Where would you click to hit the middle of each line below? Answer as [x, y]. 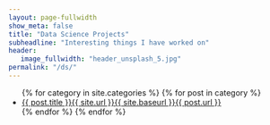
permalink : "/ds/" [43, 68]
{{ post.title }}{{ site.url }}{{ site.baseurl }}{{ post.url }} [121, 102]
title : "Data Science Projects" [69, 34]
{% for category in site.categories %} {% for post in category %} [141, 92]
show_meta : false [41, 26]
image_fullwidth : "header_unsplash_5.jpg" [100, 59]
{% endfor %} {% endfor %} [74, 112]
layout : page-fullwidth [53, 17]
